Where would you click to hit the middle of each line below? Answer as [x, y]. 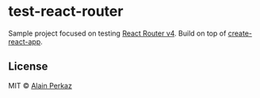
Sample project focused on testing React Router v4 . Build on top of [117, 33]
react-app [25, 41]
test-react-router [66, 11]
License [28, 67]
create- [240, 33]
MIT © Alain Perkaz [40, 85]
